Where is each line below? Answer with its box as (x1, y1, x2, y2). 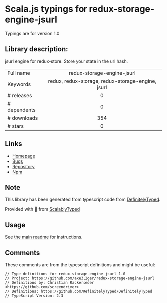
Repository (12, 163, 35, 169)
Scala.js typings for (5, 3, 87, 15)
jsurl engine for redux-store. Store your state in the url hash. (5, 58, 128, 64)
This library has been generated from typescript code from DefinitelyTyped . (5, 196, 161, 203)
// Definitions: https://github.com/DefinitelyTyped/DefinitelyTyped (5, 289, 153, 294)
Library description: (5, 45, 68, 53)
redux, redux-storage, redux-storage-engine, (48, 77, 157, 84)
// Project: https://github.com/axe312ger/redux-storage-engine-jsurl (5, 276, 155, 281)
